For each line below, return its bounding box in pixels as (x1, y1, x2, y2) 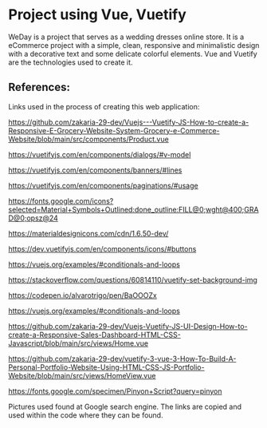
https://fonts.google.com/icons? (8, 196, 114, 205)
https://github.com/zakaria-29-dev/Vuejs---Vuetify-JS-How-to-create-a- (8, 117, 249, 127)
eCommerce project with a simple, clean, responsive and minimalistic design (8, 40, 260, 50)
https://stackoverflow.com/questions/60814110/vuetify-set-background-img (8, 275, 257, 284)
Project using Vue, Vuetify (8, 6, 187, 24)
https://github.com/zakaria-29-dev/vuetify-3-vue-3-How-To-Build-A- (8, 354, 237, 363)
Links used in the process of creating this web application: (8, 101, 200, 111)
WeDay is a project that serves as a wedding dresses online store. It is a (8, 32, 245, 42)
